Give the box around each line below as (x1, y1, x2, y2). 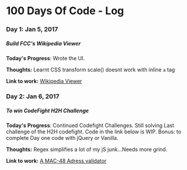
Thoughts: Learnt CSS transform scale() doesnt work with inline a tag (6, 66, 175, 73)
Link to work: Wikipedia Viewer (6, 78, 82, 85)
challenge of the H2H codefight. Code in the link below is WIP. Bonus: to (6, 128, 182, 135)
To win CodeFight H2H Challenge (6, 107, 89, 114)
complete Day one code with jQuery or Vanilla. (6, 134, 119, 141)
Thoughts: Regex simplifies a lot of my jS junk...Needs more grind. (6, 146, 168, 153)
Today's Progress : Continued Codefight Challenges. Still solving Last (6, 122, 175, 129)
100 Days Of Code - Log (6, 4, 125, 18)
